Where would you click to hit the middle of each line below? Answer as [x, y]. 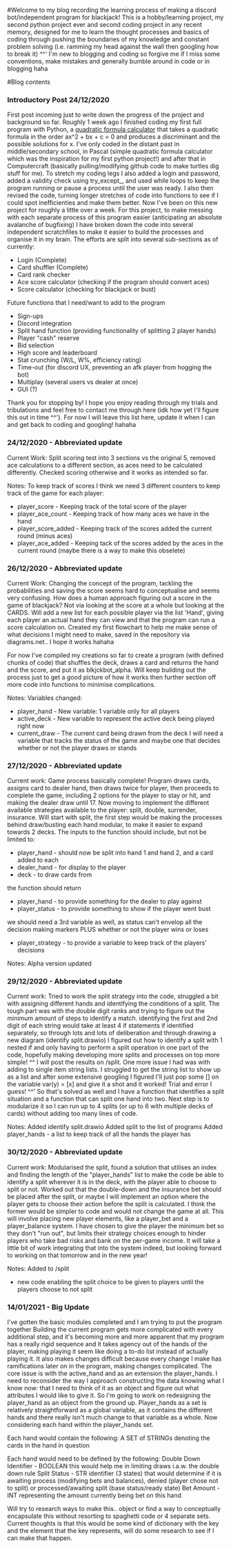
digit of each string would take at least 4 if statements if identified [101, 1026]
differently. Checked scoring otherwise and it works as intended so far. [108, 472]
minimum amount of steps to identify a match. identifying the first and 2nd [113, 1018]
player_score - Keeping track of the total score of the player [102, 506]
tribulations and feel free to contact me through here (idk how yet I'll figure [113, 410]
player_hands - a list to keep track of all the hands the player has [99, 1135]
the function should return [44, 888]
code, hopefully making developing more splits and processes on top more [113, 1055]
